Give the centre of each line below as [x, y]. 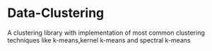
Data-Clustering [56, 13]
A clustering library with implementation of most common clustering [106, 33]
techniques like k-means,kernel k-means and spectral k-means [99, 40]
